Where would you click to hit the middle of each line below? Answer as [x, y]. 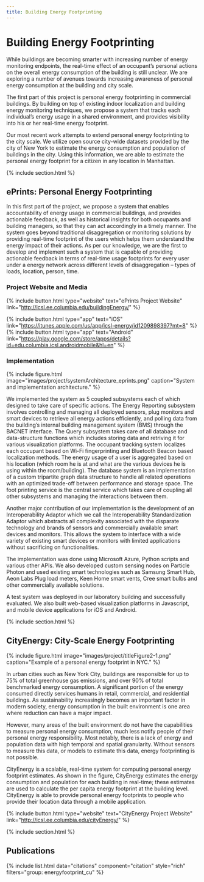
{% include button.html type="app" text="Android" [70, 332]
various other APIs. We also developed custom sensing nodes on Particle [98, 565]
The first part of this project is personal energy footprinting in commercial [98, 97]
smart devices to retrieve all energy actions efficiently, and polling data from [102, 418]
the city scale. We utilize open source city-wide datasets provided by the [98, 141]
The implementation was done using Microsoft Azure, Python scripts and [98, 559]
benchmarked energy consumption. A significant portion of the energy [95, 687]
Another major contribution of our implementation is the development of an [100, 508]
